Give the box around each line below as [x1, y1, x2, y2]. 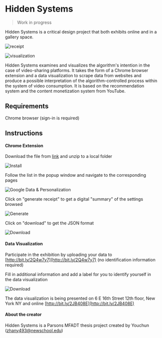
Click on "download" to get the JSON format [5, 220, 94, 226]
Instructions [5, 129, 43, 137]
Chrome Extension [5, 142, 44, 149]
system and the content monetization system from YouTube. [5, 88, 126, 94]
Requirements [5, 102, 49, 110]
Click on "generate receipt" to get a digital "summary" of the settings [5, 196, 144, 202]
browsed [5, 202, 23, 207]
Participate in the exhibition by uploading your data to [5, 252, 112, 257]
